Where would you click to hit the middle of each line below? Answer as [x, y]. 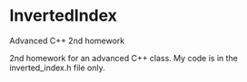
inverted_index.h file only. [58, 68]
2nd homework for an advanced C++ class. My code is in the [124, 58]
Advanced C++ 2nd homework [67, 41]
